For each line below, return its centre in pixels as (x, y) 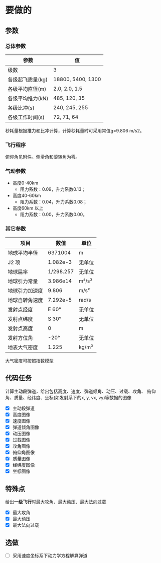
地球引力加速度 (26, 291)
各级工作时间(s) (26, 117)
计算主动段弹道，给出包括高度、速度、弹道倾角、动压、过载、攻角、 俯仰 (80, 391)
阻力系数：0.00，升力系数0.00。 (54, 215)
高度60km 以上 (28, 208)
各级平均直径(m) (27, 89)
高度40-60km (27, 196)
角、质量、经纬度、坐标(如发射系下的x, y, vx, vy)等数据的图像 (68, 397)
